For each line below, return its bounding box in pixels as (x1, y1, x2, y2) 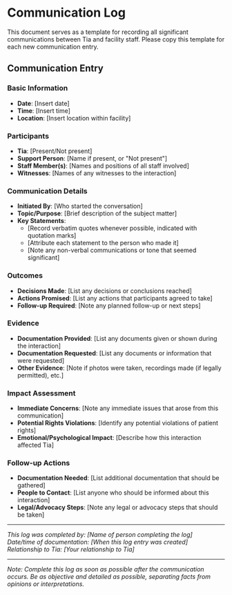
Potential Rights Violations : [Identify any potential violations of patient (17, 419, 219, 427)
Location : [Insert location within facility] (17, 114, 131, 122)
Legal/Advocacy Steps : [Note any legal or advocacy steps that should (17, 504, 218, 512)
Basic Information (7, 83, 68, 93)
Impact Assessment (7, 388, 76, 398)
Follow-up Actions (7, 459, 70, 468)
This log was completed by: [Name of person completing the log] (7, 531, 193, 539)
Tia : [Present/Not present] (17, 147, 93, 155)
